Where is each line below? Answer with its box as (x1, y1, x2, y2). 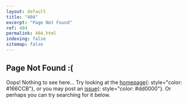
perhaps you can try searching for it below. (6, 91, 111, 98)
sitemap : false (6, 42, 44, 48)
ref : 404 (6, 25, 28, 31)
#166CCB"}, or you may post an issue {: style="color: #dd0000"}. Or (6, 85, 171, 92)
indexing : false (6, 36, 46, 42)
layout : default (6, 8, 46, 15)
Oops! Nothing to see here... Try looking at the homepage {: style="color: (6, 79, 183, 86)
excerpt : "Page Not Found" (6, 19, 72, 25)
